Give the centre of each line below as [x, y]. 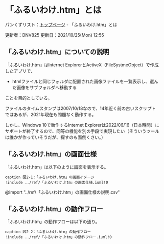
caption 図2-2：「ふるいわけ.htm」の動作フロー [48, 232]
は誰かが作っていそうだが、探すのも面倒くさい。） [56, 137]
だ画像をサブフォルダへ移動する [44, 87]
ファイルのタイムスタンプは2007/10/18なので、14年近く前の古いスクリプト [81, 108]
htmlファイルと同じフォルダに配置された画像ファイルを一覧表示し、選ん [85, 81]
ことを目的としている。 [29, 98]
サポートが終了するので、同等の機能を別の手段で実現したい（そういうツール [82, 131]
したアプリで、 [20, 71]
